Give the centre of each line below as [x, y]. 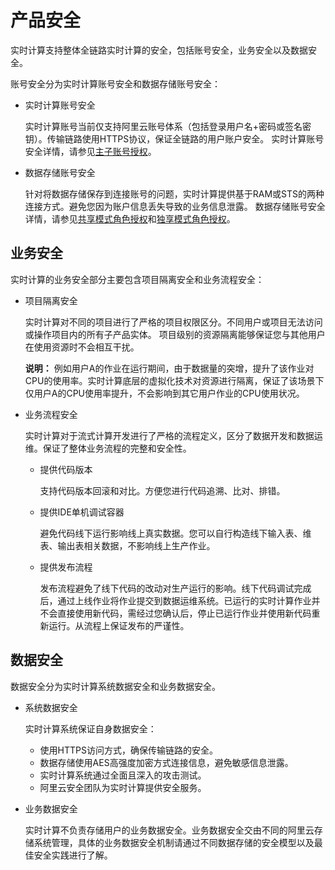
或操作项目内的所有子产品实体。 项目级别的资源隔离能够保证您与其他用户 [175, 334]
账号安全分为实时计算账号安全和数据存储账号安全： [115, 83]
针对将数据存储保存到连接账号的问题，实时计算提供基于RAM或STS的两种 [174, 193]
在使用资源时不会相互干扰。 [82, 347]
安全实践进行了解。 [73, 855]
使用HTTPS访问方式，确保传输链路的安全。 [128, 750]
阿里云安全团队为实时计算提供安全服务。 [123, 787]
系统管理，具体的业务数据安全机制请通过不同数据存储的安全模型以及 [174, 842]
